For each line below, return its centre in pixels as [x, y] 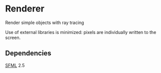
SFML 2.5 [15, 65]
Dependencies [28, 53]
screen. [13, 37]
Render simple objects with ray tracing [45, 22]
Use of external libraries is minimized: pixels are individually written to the [81, 32]
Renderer [25, 9]
